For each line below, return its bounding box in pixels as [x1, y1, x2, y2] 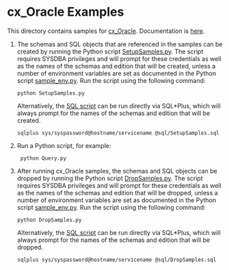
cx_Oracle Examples [7, 4, 124, 20]
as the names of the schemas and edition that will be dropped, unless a [16, 188, 218, 197]
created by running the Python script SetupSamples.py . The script [16, 47, 204, 56]
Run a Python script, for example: [16, 141, 111, 149]
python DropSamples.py [16, 217, 82, 223]
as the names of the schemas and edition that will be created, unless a [16, 62, 216, 70]
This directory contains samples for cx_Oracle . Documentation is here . [7, 27, 205, 35]
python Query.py [20, 155, 67, 162]
